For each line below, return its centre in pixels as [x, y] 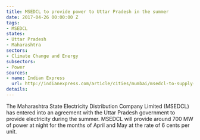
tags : [13, 23]
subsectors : [21, 61]
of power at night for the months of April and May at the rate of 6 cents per [98, 125]
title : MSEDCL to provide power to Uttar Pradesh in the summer [87, 12]
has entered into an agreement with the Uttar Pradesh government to [91, 112]
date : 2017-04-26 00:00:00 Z [42, 17]
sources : [17, 73]
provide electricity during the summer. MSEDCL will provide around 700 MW [100, 119]
